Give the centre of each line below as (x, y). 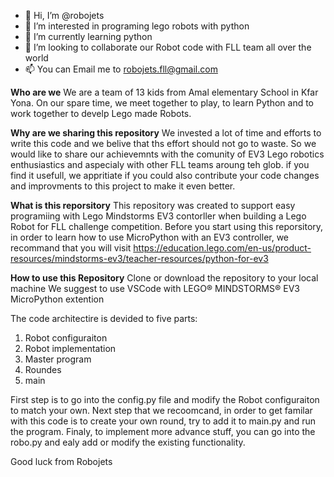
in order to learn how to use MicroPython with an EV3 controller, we (150, 237)
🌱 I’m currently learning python (88, 36)
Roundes (43, 369)
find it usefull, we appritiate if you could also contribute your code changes (165, 175)
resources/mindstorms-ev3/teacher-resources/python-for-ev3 (139, 258)
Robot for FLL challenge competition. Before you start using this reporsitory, (167, 226)
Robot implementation (70, 348)
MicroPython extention (57, 299)
